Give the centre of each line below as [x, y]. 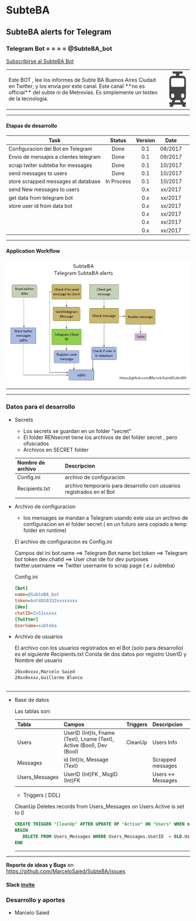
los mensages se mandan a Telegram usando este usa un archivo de [106, 518]
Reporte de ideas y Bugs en [40, 865]
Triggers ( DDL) [42, 795]
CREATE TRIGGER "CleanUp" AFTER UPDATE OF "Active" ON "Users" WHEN [99, 824]
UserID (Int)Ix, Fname [89, 733]
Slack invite [20, 885]
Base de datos [32, 700]
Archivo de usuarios [38, 637]
